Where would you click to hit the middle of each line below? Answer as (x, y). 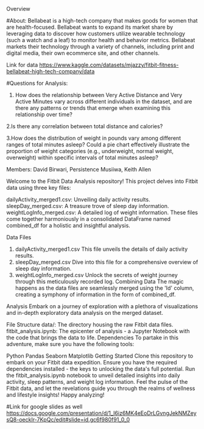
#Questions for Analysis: (37, 83)
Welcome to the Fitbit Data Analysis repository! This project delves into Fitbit (102, 181)
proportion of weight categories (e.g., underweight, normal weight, (90, 151)
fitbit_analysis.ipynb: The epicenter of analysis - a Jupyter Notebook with (98, 331)
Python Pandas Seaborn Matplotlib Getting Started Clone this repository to (100, 356)
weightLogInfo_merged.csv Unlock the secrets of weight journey (96, 275)
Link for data (22, 65)
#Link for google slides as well (44, 406)
